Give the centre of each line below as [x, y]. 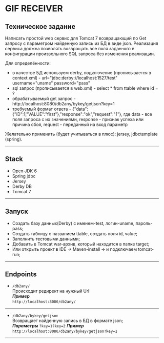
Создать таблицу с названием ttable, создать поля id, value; [75, 233]
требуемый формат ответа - [42, 109]
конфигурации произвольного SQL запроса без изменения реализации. [80, 54]
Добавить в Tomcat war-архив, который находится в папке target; [81, 244]
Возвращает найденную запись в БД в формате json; [68, 321]
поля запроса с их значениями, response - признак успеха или [78, 119]
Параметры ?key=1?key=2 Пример [48, 326]
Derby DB [22, 186]
